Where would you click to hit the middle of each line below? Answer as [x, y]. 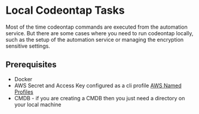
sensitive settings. [28, 46]
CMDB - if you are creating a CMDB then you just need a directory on [99, 98]
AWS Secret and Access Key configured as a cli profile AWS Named [98, 85]
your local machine [38, 104]
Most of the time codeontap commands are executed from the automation [97, 27]
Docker [23, 79]
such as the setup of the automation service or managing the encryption [95, 39]
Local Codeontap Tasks [65, 10]
